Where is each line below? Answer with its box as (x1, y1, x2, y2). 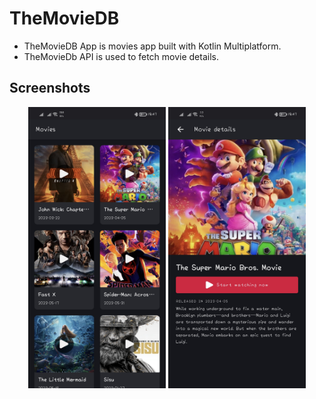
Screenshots (9, 80, 91, 97)
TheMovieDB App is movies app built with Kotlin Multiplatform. (23, 40, 282, 52)
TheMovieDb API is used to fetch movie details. (23, 50, 219, 62)
